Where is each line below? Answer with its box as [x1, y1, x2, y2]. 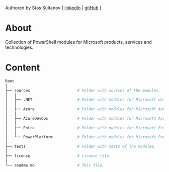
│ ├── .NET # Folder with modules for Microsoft [5, 97, 156, 103]
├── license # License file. [5, 153, 112, 158]
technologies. [5, 44, 34, 50]
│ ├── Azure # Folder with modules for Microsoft [5, 107, 156, 112]
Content [5, 62, 40, 73]
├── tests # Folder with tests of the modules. [5, 144, 156, 149]
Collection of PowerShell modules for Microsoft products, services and [5, 39, 152, 45]
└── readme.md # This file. [5, 162, 105, 168]
